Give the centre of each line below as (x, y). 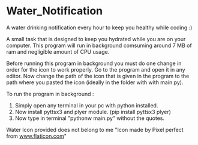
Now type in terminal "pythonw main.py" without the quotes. (90, 118)
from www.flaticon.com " (37, 136)
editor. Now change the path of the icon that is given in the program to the (98, 76)
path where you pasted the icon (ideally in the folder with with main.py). (95, 82)
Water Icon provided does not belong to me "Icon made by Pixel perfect (95, 129)
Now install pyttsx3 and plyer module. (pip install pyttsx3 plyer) (93, 112)
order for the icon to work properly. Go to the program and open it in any (96, 69)
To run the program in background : (50, 94)
